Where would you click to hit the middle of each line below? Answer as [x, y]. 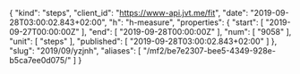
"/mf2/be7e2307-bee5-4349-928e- [209, 51]
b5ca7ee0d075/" [40, 60]
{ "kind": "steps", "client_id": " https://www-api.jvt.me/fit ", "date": [129, 13]
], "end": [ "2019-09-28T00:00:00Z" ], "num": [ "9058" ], [186, 32]
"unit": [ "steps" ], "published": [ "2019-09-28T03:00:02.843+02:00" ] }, [143, 41]
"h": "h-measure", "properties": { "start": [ [186, 22]
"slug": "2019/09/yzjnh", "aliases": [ [75, 51]
